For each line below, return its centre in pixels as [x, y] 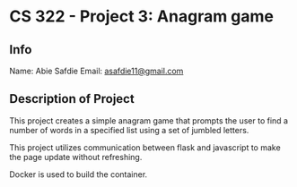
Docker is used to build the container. [79, 174]
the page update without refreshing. [76, 157]
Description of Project [72, 99]
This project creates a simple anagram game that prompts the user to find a [149, 120]
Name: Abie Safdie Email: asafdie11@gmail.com [96, 71]
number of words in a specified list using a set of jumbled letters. [129, 130]
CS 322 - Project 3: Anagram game [142, 17]
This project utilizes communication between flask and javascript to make [145, 147]
